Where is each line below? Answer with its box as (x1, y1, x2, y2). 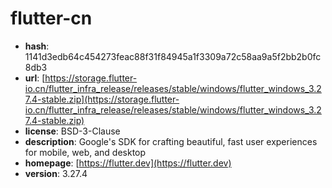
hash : (24, 40, 50, 52)
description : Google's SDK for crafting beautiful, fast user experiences (24, 135, 318, 147)
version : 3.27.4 (24, 167, 88, 179)
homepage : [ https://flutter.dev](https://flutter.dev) (24, 157, 232, 169)
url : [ (24, 72, 46, 84)
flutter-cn (10, 7, 93, 30)
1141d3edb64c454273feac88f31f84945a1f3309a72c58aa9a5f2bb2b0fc (24, 50, 322, 62)
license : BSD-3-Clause (24, 125, 121, 137)
